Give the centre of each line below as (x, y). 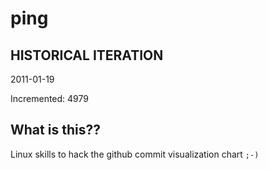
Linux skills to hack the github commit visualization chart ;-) (135, 154)
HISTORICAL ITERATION (87, 55)
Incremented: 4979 (49, 98)
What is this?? (55, 130)
